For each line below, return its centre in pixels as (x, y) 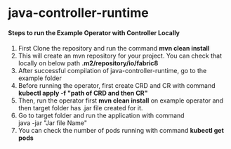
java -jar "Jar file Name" (52, 123)
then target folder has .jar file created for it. (80, 108)
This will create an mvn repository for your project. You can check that (120, 56)
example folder (40, 78)
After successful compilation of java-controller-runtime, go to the (112, 71)
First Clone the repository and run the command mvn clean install (114, 48)
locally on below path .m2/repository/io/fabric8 (88, 63)
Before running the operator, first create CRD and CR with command (117, 86)
